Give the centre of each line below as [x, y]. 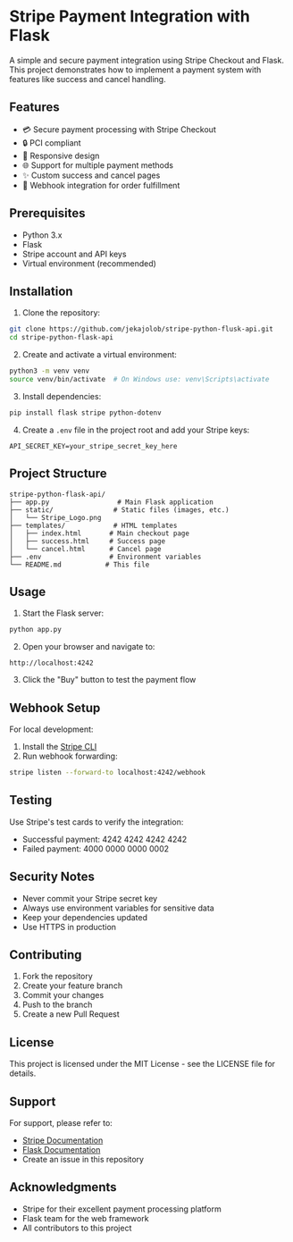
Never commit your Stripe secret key [90, 898]
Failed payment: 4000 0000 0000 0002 [96, 848]
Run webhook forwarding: [70, 756]
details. [23, 1073]
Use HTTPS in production [69, 927]
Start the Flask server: [63, 613]
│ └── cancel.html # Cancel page [86, 549]
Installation [41, 291]
